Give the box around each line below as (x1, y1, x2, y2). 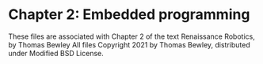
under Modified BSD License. (8, 48, 105, 58)
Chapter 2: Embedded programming (8, 6, 250, 24)
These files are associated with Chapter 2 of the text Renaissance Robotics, (8, 32, 255, 41)
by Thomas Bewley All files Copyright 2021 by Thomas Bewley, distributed (8, 40, 251, 49)
